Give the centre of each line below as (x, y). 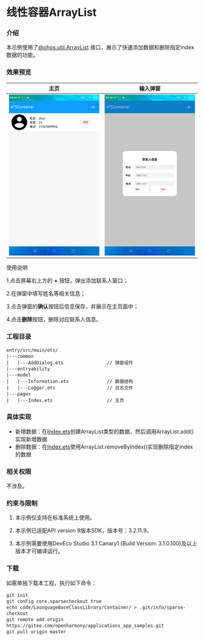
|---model (19, 375)
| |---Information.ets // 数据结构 (70, 382)
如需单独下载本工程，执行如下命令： (52, 583)
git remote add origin (35, 619)
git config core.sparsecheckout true (54, 601)
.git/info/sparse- (163, 607)
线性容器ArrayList (52, 12)
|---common (20, 357)
